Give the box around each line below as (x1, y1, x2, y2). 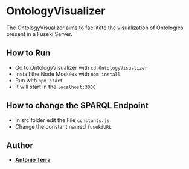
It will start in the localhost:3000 (14, 83, 96, 90)
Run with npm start (14, 76, 63, 84)
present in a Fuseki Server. (6, 30, 72, 37)
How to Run (6, 48, 51, 58)
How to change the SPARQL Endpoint (6, 100, 149, 111)
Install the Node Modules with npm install (14, 70, 121, 78)
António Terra (14, 156, 51, 164)
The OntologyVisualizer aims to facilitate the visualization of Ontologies (6, 24, 184, 31)
